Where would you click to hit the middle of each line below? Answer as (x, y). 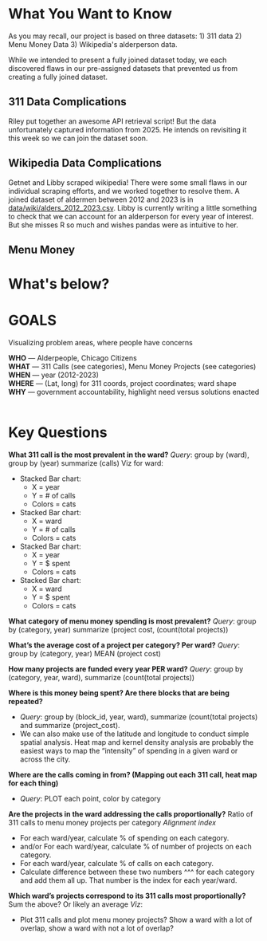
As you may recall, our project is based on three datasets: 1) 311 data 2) (125, 36)
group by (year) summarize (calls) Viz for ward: (86, 463)
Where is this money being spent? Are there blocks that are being (119, 693)
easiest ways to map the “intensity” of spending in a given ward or (129, 751)
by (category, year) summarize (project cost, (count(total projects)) (118, 630)
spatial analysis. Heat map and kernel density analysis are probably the (136, 742)
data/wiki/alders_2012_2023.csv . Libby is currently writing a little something (133, 207)
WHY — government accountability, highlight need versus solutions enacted (134, 392)
